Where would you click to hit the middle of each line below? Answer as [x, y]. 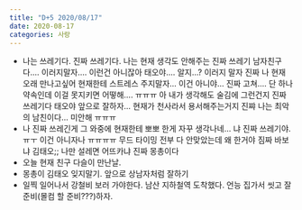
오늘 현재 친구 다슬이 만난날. [72, 162]
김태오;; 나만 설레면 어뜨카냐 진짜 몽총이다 [105, 151]
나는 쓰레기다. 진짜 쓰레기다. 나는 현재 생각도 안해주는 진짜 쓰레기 [136, 61]
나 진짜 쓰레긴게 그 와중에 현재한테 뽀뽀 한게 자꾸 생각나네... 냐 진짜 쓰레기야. [156, 129]
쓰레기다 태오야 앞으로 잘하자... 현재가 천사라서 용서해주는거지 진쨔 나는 [147, 106]
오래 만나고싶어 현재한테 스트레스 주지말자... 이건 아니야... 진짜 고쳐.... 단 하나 [157, 84]
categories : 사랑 [40, 34]
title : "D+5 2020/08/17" [56, 18]
